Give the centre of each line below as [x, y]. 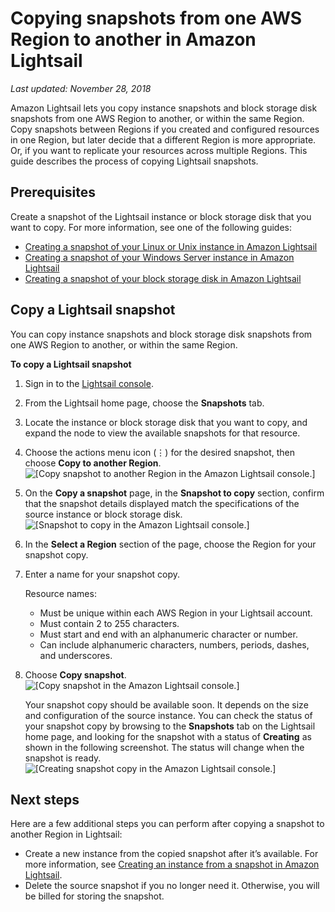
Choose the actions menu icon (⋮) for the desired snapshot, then [159, 452]
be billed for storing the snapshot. [94, 896]
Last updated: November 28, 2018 [81, 88]
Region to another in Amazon [133, 39]
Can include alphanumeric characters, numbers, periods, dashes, [174, 644]
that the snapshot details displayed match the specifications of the [162, 503]
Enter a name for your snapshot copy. [102, 574]
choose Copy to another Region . [93, 463]
